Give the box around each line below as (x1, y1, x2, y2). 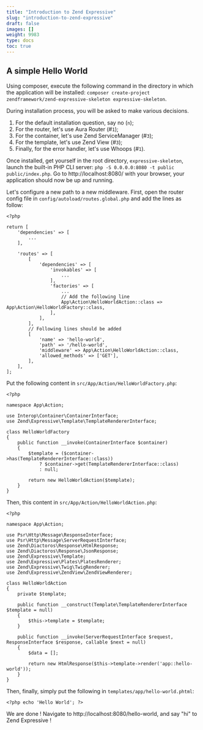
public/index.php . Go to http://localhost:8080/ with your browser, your (6, 170, 185, 177)
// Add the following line (61, 294, 130, 300)
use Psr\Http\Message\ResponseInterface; (6, 531, 114, 538)
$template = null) (6, 607, 53, 613)
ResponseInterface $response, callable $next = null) (6, 639, 147, 645)
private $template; (17, 591, 67, 597)
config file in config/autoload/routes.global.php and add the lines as (6, 194, 182, 202)
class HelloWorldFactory (6, 428, 70, 435)
